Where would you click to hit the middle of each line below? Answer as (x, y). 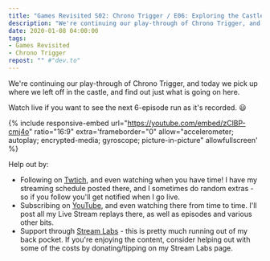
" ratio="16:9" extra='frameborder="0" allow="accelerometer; (131, 131)
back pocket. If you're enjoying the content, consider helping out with (135, 239)
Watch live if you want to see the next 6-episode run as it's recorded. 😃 (127, 107)
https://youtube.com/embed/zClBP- (187, 123)
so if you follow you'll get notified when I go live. (100, 197)
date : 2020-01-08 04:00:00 (53, 31)
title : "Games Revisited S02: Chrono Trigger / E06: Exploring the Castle (136, 16)
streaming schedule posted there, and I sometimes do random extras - (137, 188)
